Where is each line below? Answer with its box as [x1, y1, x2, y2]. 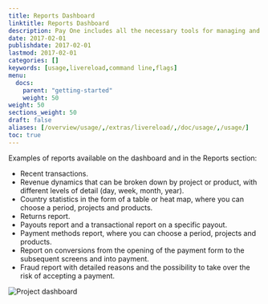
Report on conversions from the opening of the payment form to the [19, 245, 245, 255]
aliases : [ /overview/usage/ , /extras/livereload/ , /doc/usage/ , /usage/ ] [8, 124, 250, 132]
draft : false [8, 116, 52, 124]
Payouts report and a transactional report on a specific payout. [19, 220, 227, 229]
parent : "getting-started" [22, 86, 113, 95]
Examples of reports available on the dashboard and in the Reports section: [8, 153, 258, 163]
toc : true [8, 131, 42, 139]
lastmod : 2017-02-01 [8, 49, 78, 57]
